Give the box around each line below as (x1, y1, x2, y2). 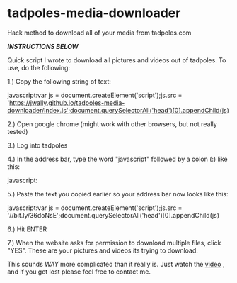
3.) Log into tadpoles (7, 140, 68, 150)
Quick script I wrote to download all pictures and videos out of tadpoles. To (7, 55, 226, 65)
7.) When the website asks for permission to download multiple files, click (7, 238, 221, 247)
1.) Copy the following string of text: (7, 77, 112, 86)
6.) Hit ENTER (7, 225, 47, 233)
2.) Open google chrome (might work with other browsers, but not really (7, 119, 217, 128)
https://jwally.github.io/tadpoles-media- (9, 98, 125, 107)
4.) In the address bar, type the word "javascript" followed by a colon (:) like (7, 155, 228, 163)
